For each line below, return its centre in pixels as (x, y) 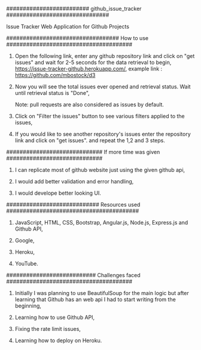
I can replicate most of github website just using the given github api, (100, 170)
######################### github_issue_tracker (74, 9)
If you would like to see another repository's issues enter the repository (103, 134)
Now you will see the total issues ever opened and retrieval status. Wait (103, 87)
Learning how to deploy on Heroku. (58, 340)
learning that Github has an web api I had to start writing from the (95, 299)
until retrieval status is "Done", (52, 93)
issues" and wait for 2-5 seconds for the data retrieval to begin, (93, 62)
